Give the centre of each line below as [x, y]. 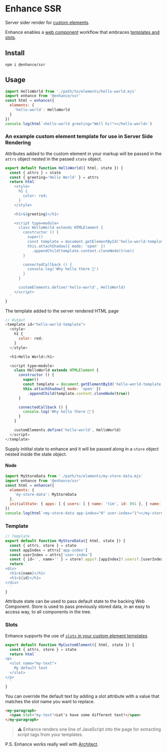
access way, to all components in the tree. [48, 612]
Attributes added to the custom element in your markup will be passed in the [83, 153]
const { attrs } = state [35, 172]
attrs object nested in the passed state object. [54, 159]
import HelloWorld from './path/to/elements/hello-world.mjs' [71, 91]
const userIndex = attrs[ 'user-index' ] [51, 555]
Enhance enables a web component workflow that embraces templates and [83, 32]
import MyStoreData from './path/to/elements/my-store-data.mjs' [74, 476]
